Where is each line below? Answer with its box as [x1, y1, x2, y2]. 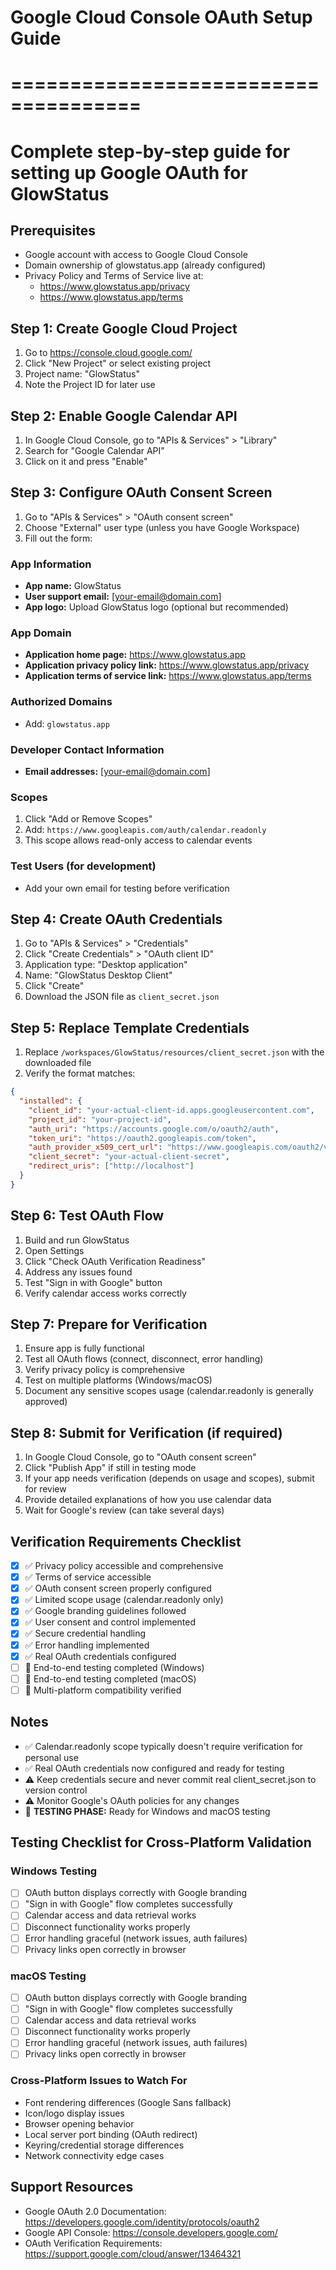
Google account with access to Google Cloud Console [24, 249, 248, 261]
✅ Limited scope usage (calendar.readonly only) [24, 1594, 224, 1606]
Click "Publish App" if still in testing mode [24, 1462, 197, 1474]
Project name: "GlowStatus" [24, 368, 140, 380]
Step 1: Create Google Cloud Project [10, 320, 238, 337]
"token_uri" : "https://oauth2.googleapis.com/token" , [28, 1133, 257, 1143]
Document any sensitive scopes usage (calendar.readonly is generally [24, 1385, 314, 1397]
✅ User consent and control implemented [24, 1616, 197, 1628]
